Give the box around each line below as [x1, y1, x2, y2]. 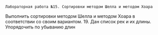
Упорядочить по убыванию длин [5, 24, 75, 30]
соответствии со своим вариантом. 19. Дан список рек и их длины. [5, 19, 151, 24]
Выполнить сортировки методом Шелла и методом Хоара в [5, 13, 135, 19]
